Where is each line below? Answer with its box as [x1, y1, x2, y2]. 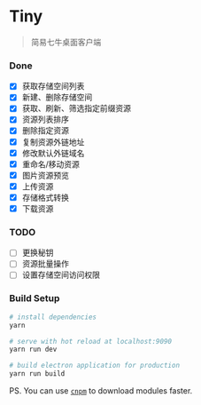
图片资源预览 [21, 170, 69, 180]
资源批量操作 [21, 258, 69, 269]
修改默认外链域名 [21, 147, 85, 158]
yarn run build [9, 369, 66, 378]
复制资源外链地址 [21, 136, 85, 147]
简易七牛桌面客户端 [30, 36, 102, 47]
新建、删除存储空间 [21, 91, 93, 103]
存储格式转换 [21, 192, 69, 202]
